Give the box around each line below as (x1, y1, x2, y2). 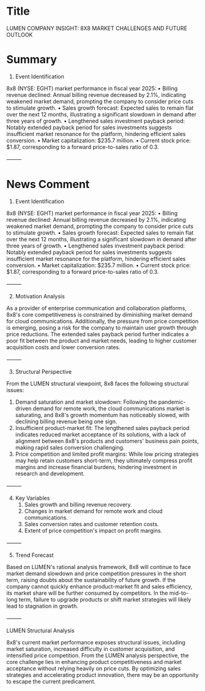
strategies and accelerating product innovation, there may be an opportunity (6, 671, 199, 678)
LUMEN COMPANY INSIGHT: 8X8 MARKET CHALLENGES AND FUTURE (6, 25, 188, 32)
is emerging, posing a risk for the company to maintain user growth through (6, 323, 197, 331)
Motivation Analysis (15, 292, 65, 300)
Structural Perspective (15, 368, 72, 375)
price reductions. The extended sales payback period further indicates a (6, 330, 189, 338)
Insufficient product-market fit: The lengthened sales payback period (15, 424, 190, 431)
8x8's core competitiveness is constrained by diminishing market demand (6, 311, 193, 318)
